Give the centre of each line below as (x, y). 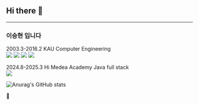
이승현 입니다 (24, 35)
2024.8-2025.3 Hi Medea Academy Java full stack (68, 67)
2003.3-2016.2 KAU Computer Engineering (59, 49)
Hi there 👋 (25, 11)
